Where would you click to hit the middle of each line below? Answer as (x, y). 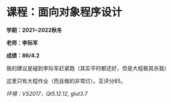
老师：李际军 (22, 43)
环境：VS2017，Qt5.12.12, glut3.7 (47, 93)
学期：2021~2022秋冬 (34, 30)
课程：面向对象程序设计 (64, 12)
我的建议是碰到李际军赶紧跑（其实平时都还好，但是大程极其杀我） (88, 68)
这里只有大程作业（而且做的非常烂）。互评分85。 (66, 81)
